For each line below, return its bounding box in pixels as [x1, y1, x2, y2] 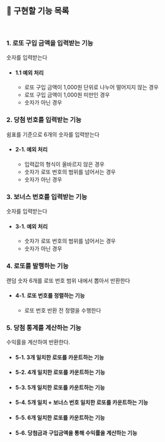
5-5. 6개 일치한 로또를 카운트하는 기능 [15, 414, 105, 421]
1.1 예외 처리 [15, 69, 44, 76]
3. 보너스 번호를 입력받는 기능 [6, 192, 87, 201]
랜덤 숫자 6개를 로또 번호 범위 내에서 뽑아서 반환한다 [6, 277, 130, 284]
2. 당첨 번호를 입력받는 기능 [6, 115, 82, 124]
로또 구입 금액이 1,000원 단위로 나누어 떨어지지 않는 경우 [24, 84, 159, 91]
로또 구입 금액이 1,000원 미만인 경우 [24, 91, 110, 99]
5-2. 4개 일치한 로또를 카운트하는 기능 [15, 369, 106, 376]
